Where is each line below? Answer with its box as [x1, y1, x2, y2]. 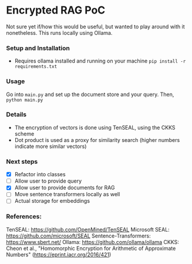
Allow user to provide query [14, 177, 82, 184]
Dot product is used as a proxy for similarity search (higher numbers [14, 136, 180, 143]
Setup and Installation [6, 44, 70, 52]
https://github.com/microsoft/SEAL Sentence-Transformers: [6, 232, 151, 239]
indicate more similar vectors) [14, 143, 87, 150]
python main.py [6, 97, 43, 103]
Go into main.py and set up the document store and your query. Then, [6, 91, 174, 98]
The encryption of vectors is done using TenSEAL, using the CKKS [14, 124, 176, 131]
